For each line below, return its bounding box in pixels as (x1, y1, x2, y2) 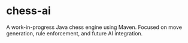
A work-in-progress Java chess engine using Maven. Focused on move (6, 24, 183, 31)
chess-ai (6, 4, 51, 18)
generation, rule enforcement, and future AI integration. (6, 29, 143, 37)
